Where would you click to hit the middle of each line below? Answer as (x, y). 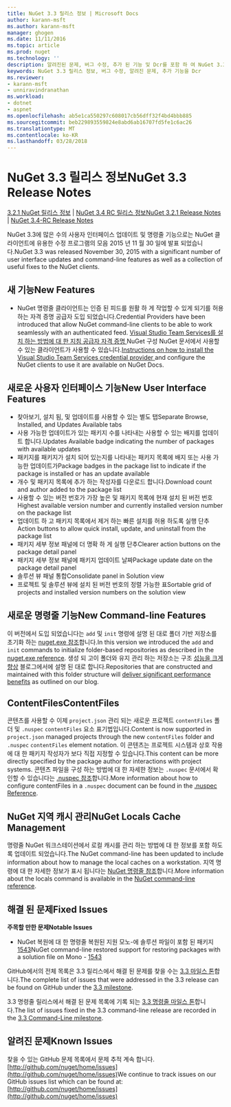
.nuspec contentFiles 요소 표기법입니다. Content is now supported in (117, 729)
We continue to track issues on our (167, 1074)
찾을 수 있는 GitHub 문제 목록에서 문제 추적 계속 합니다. (81, 1059)
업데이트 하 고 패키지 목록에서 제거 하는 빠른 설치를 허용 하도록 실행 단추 (113, 521)
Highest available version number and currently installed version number (120, 505)
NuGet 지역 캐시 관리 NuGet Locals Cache (94, 816)
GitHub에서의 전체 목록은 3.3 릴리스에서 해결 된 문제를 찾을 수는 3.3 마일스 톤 (111, 971)
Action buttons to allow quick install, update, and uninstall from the (111, 528)
